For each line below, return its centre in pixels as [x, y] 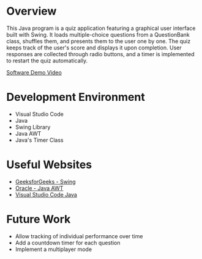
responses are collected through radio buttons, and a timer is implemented [100, 54]
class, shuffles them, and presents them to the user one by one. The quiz [99, 41]
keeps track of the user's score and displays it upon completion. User [94, 48]
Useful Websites [49, 165]
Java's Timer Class [39, 140]
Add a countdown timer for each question [68, 243]
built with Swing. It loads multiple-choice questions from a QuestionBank [98, 34]
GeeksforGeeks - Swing [45, 181]
